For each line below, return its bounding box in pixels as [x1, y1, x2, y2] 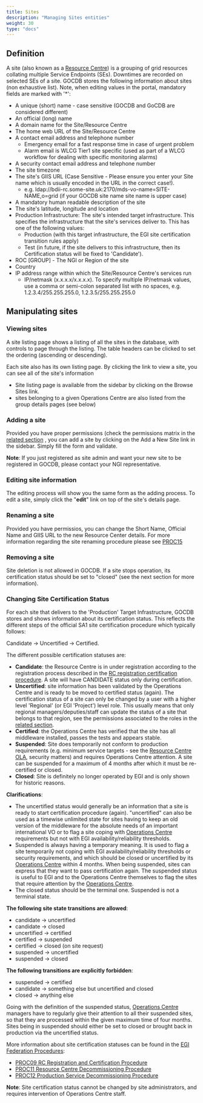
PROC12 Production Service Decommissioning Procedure [15, 1072, 159, 1079]
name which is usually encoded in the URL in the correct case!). [15, 180, 175, 187]
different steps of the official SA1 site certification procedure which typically [6, 621, 196, 629]
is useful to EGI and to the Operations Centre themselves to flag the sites [15, 874, 197, 881]
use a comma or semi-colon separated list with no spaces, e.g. [24, 283, 182, 290]
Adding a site [6, 416, 46, 424]
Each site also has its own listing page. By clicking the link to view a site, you [6, 363, 198, 370]
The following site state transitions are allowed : [6, 905, 128, 912]
